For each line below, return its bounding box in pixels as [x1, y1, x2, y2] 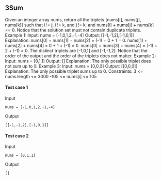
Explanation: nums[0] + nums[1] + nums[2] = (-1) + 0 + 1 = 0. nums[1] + [5, 37, 147, 43]
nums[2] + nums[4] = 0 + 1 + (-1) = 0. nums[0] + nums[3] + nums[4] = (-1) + [5, 42, 158, 48]
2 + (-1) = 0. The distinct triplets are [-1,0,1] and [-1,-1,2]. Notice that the [5, 48, 148, 53]
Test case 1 [5, 84, 28, 90]
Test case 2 [5, 133, 29, 139]
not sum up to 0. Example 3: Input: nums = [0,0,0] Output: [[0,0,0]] [5, 63, 138, 69]
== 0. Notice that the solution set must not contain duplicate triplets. [5, 27, 142, 33]
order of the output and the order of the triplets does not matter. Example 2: [5, 53, 156, 59]
